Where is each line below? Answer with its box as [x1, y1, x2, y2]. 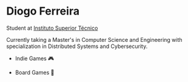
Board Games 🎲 [15, 69, 55, 76]
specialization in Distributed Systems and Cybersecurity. [6, 43, 148, 50]
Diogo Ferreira [6, 4, 80, 18]
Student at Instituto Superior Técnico [6, 24, 98, 32]
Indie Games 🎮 [15, 55, 55, 62]
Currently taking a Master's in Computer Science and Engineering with [6, 36, 183, 43]
